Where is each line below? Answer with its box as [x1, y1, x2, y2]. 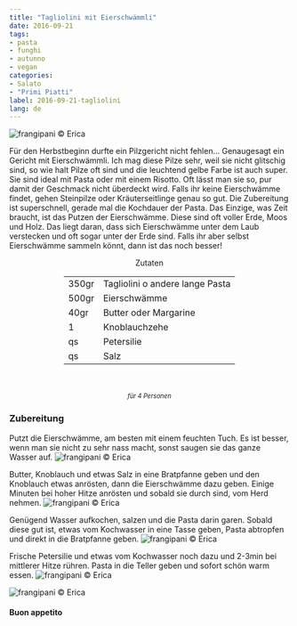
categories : [9, 71, 53, 80]
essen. [9, 569, 34, 580]
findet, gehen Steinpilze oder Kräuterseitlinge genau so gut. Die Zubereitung [9, 193, 289, 204]
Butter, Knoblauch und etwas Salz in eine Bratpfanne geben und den [9, 468, 261, 479]
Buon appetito [9, 607, 63, 618]
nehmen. [9, 497, 42, 508]
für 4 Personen [127, 392, 172, 401]
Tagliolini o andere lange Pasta [102, 278, 231, 290]
